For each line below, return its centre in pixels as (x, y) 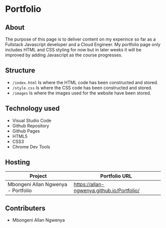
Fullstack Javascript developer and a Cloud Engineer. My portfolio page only (83, 45)
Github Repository (31, 126)
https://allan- (89, 184)
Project (38, 176)
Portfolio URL (116, 176)
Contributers (25, 208)
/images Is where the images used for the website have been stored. (82, 93)
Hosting (18, 162)
